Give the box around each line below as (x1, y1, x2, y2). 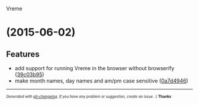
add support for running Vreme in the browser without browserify (14, 65, 175, 71)
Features (6, 49, 40, 59)
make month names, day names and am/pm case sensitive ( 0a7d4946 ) (14, 77, 188, 84)
